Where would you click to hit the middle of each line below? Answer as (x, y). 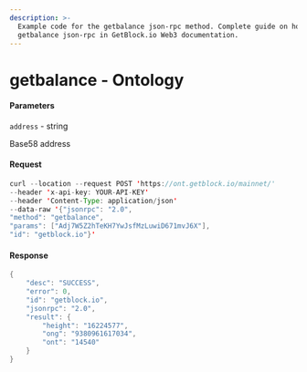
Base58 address (40, 143)
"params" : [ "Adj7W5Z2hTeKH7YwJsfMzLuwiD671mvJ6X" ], (110, 226)
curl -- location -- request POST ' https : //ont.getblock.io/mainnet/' (143, 183)
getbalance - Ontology (97, 80)
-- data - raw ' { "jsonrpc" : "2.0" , (71, 209)
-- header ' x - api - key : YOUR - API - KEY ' (79, 192)
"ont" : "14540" (71, 343)
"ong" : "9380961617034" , (90, 334)
